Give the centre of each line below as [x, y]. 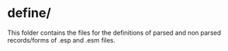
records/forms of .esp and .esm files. [61, 40]
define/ [29, 13]
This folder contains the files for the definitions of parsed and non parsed [114, 33]
